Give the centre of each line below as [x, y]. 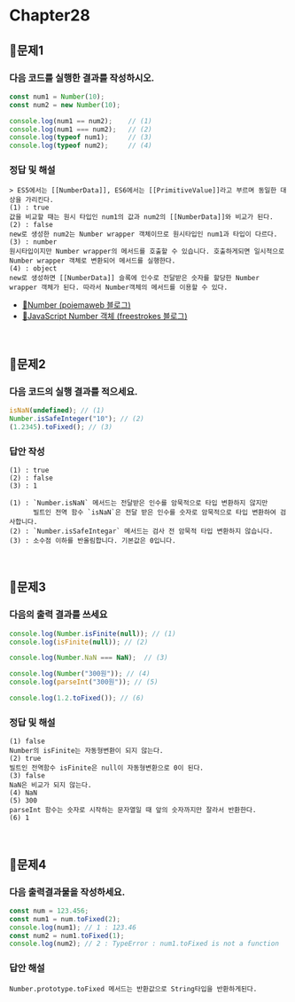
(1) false [27, 741]
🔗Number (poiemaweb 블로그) [76, 305]
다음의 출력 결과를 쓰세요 [58, 615]
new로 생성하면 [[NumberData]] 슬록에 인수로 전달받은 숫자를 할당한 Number [134, 278]
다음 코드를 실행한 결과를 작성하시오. [82, 78]
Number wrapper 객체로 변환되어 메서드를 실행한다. [93, 261]
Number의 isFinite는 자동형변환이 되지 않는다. [86, 751]
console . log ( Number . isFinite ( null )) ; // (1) [93, 634]
